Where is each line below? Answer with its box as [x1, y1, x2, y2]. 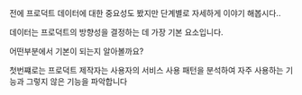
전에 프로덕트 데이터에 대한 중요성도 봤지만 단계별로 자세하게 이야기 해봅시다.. [9, 8, 281, 18]
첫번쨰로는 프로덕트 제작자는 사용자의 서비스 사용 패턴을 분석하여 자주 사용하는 [9, 65, 284, 75]
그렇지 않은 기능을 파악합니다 [25, 76, 128, 87]
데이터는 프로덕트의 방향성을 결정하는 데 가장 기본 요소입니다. [9, 27, 224, 38]
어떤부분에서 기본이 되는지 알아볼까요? [9, 46, 144, 56]
